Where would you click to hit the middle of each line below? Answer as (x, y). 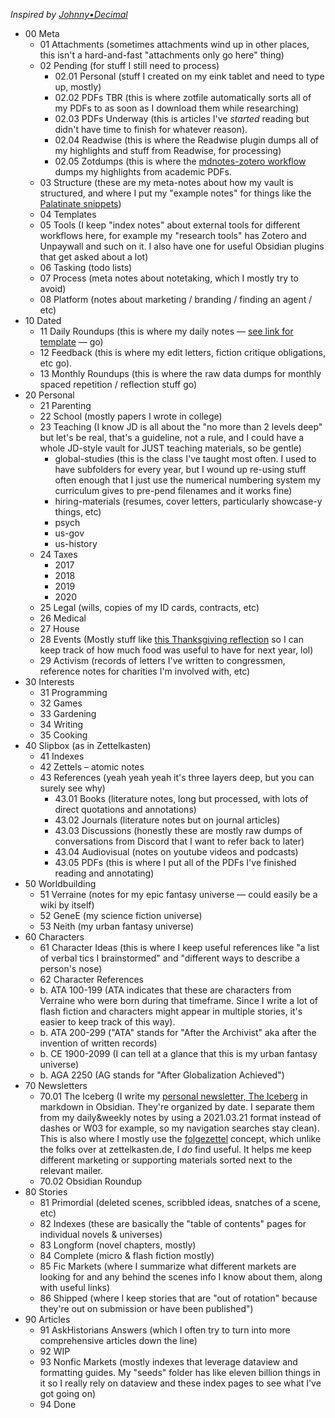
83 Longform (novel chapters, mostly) (118, 1245)
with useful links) (75, 1287)
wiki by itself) (67, 905)
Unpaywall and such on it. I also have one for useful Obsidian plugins (182, 246)
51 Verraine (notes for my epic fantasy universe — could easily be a (178, 894)
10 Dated (43, 320)
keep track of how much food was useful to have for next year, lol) (176, 650)
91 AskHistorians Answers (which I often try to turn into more (165, 1330)
